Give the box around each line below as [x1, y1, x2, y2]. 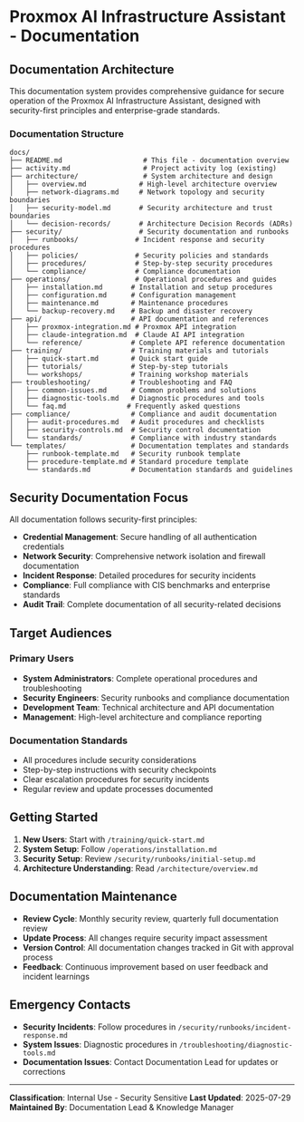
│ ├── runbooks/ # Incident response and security [9, 236, 265, 245]
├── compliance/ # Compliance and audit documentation [9, 410, 278, 419]
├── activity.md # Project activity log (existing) [9, 164, 278, 173]
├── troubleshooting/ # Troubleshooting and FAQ [9, 378, 233, 387]
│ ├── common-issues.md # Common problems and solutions [9, 386, 257, 395]
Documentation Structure [9, 127, 124, 140]
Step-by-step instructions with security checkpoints [22, 764, 217, 776]
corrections [22, 1066, 66, 1077]
